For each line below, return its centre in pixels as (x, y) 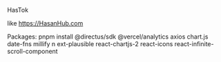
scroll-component (32, 51)
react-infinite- (194, 44)
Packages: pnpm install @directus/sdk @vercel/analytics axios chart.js (108, 37)
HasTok (18, 10)
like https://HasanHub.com (45, 23)
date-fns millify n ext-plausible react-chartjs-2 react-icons (90, 44)
